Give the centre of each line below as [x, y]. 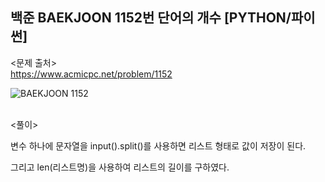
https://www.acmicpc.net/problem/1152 [91, 74]
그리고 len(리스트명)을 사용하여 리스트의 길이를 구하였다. [120, 167]
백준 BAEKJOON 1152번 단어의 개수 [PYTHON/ [151, 18]
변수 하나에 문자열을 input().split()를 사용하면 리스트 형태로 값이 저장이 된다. [158, 145]
